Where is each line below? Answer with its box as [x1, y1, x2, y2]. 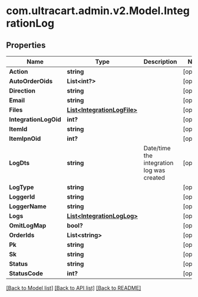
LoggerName [9, 202, 47, 210]
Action [9, 68, 28, 75]
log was [143, 166, 166, 174]
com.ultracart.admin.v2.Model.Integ [6, 4, 190, 18]
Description [143, 58, 177, 65]
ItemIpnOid [9, 134, 41, 143]
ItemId [9, 125, 28, 133]
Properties [6, 40, 46, 50]
